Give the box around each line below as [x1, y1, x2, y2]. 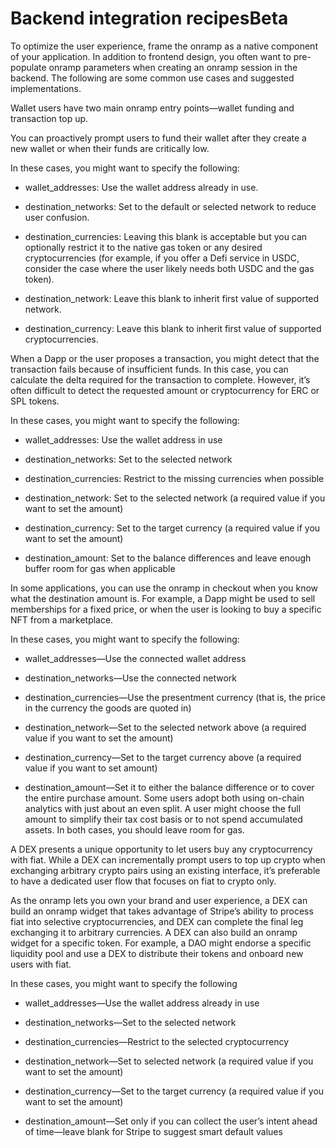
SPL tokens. [10, 395, 60, 407]
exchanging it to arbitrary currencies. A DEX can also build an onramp [10, 926, 298, 938]
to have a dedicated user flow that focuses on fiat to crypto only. [10, 875, 277, 887]
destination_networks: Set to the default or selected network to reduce [24, 200, 317, 212]
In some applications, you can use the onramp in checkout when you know [10, 582, 319, 594]
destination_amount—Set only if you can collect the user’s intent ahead [24, 1115, 318, 1127]
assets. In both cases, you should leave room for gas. [24, 823, 245, 836]
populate [10, 61, 47, 73]
